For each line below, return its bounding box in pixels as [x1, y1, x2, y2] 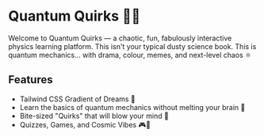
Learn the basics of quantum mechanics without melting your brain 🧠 [19, 102, 246, 112]
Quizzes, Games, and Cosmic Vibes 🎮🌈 [19, 120, 151, 129]
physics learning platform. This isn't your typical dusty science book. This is [8, 41, 257, 51]
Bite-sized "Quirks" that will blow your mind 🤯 [19, 111, 169, 120]
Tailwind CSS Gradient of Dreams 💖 [19, 94, 136, 104]
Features [8, 73, 53, 86]
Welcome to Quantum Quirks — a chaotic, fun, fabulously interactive [8, 33, 232, 43]
